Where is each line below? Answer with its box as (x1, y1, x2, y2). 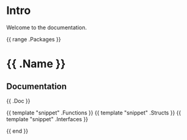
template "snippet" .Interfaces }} (6, 115, 89, 122)
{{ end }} (6, 127, 29, 135)
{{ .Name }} (6, 57, 66, 71)
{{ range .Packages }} (6, 35, 61, 43)
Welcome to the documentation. (6, 24, 87, 31)
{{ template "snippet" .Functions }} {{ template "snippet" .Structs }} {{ (6, 109, 182, 116)
